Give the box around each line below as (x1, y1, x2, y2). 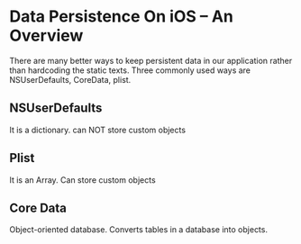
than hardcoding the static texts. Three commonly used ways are (9, 65, 251, 76)
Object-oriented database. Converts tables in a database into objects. (9, 224, 269, 235)
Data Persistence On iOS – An (9, 6, 234, 27)
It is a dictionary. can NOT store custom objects (9, 124, 187, 135)
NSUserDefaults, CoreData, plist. (9, 74, 132, 85)
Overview (9, 25, 84, 46)
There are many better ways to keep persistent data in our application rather (9, 55, 293, 66)
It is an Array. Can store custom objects (9, 174, 156, 185)
